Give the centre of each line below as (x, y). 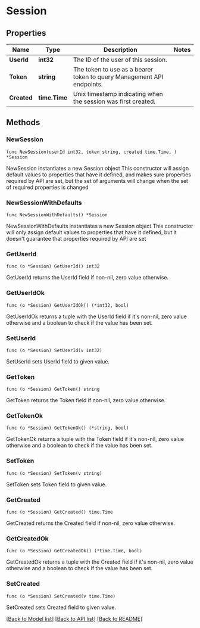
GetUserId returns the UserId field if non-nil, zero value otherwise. (87, 278)
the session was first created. (115, 101)
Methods (23, 122)
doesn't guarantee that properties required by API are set (76, 238)
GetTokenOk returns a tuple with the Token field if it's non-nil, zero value (95, 439)
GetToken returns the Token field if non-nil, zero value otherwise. (86, 400)
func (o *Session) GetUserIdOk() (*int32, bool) (68, 305)
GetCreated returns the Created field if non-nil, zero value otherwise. (91, 523)
